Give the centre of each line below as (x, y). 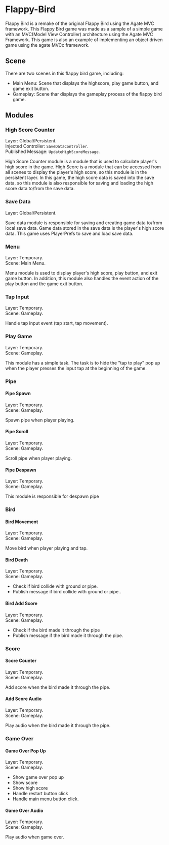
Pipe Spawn (18, 394)
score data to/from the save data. (40, 189)
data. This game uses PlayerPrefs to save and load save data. (69, 233)
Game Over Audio (24, 810)
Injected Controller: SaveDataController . (47, 146)
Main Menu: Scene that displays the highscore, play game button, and (86, 83)
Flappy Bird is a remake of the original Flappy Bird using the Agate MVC (80, 23)
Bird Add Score (22, 603)
